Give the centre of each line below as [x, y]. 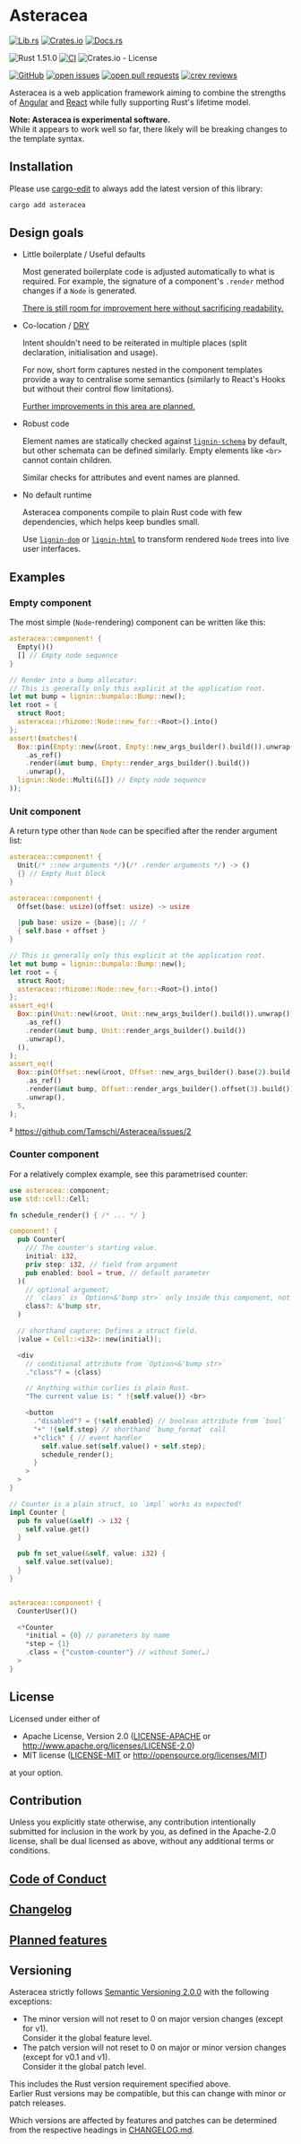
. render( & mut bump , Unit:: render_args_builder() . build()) [136, 1030]
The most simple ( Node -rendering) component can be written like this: [138, 622]
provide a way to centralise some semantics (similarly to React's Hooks [154, 380]
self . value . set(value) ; [70, 1562]
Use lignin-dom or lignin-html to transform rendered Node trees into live [155, 539]
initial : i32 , [52, 1256]
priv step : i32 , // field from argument [102, 1265]
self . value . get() [58, 1529]
